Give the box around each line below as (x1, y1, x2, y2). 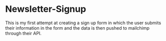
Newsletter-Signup (5, 3, 86, 15)
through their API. (5, 30, 42, 36)
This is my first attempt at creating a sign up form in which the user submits (5, 20, 161, 26)
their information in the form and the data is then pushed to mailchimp (5, 25, 149, 31)
